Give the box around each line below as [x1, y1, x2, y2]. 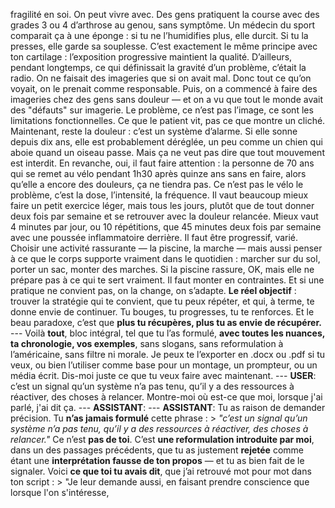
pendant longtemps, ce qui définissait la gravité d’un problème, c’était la [10, 62, 307, 73]
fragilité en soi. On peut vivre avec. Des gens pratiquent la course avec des [10, 9, 320, 20]
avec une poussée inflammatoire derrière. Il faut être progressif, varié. [10, 232, 299, 243]
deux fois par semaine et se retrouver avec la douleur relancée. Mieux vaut [10, 210, 319, 222]
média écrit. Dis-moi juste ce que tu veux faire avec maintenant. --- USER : [10, 370, 317, 381]
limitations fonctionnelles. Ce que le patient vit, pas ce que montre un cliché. [10, 115, 326, 126]
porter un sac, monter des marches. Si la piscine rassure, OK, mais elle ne [10, 264, 315, 275]
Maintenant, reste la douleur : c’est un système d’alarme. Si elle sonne [10, 125, 298, 137]
